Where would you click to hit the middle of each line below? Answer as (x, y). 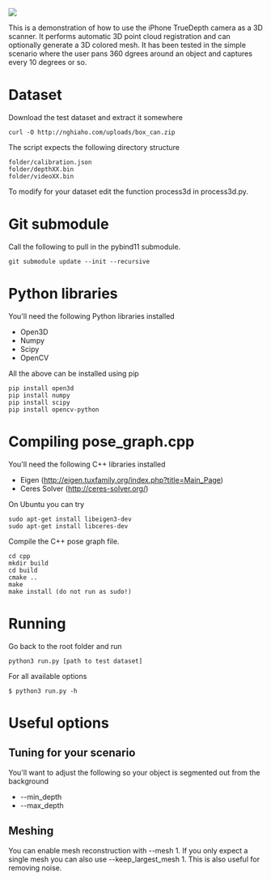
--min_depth (41, 797)
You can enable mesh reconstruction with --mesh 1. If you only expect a (128, 850)
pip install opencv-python (54, 410)
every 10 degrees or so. (48, 62)
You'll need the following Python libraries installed (92, 316)
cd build (23, 570)
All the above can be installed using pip (74, 373)
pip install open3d (41, 388)
